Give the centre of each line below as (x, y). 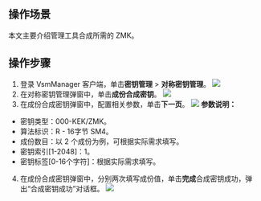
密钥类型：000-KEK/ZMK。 (65, 121)
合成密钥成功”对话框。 (67, 188)
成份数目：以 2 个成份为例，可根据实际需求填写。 (102, 141)
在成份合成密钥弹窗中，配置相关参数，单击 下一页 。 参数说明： (128, 104)
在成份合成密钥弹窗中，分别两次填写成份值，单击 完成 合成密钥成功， (133, 178)
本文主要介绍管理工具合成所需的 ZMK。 (73, 35)
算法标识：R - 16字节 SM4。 (67, 131)
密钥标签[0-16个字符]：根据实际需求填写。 (90, 161)
